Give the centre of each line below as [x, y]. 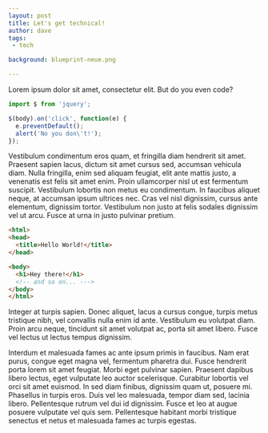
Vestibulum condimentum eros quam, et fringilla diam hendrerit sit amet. [127, 156]
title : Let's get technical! [57, 23]
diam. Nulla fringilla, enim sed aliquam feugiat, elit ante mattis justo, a [122, 173]
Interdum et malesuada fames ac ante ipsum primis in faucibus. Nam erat [129, 353]
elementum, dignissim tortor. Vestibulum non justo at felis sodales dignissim [133, 207]
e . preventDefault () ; [50, 126]
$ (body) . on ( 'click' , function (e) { [68, 118]
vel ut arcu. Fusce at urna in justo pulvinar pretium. [92, 216]
